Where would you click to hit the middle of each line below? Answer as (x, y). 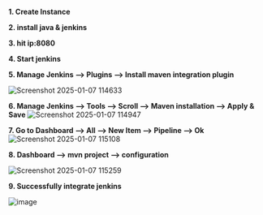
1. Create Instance (39, 12)
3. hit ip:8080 (32, 43)
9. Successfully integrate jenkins (65, 186)
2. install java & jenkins (48, 27)
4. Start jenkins (34, 59)
